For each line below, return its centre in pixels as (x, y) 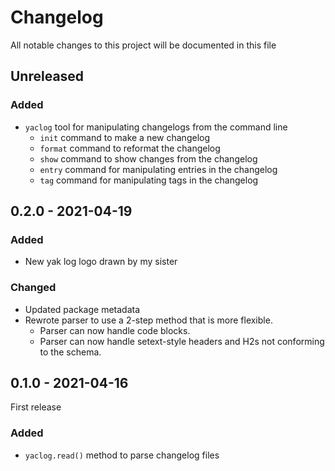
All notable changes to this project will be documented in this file (143, 45)
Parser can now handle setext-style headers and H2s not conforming (182, 341)
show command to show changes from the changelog (148, 158)
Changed (33, 288)
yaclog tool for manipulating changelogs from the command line (156, 127)
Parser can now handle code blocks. (115, 330)
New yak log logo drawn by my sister (101, 262)
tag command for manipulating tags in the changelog (149, 180)
